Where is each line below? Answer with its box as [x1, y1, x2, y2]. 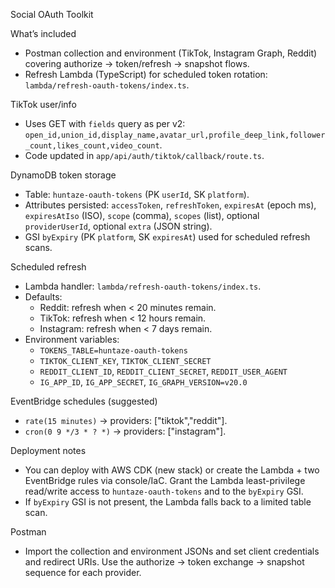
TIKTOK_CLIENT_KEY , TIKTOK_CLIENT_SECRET [39, 355, 212, 366]
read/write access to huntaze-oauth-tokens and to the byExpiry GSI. [24, 485, 304, 497]
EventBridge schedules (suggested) [10, 395, 158, 407]
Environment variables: [24, 334, 120, 345]
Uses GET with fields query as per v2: [24, 118, 186, 129]
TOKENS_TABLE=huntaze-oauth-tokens [39, 346, 188, 356]
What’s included [10, 28, 77, 39]
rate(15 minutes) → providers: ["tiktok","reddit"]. [24, 415, 228, 426]
